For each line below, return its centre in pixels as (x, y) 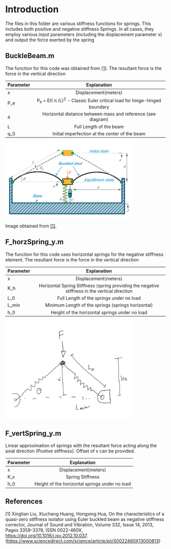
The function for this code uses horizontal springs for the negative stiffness (84, 254)
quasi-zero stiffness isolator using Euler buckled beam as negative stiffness (85, 519)
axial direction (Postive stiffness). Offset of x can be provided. (70, 451)
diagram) (99, 120)
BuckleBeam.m (30, 56)
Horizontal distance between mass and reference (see (99, 114)
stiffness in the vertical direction (99, 291)
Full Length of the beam (99, 127)
